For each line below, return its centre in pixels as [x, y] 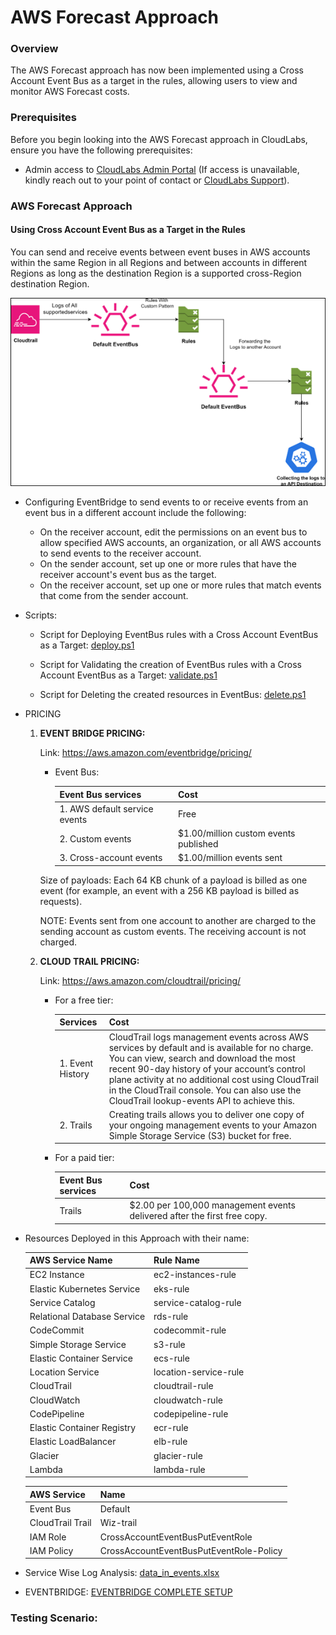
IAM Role [48, 1537]
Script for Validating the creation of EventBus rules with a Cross [170, 665]
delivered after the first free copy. [198, 1216]
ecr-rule [171, 1428]
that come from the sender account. [114, 596]
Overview [34, 49]
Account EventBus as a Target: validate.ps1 [128, 675]
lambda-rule [179, 1469]
